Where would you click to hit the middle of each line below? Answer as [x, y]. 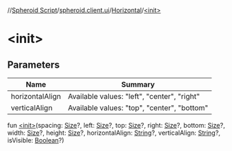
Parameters [34, 65]
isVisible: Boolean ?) [36, 140]
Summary [138, 84]
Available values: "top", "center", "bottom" [138, 108]
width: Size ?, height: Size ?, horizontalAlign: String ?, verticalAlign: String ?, [114, 133]
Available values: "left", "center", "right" [134, 96]
